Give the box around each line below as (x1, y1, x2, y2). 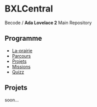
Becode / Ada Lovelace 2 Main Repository (4, 20, 92, 26)
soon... (4, 96, 19, 103)
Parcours (11, 53, 31, 59)
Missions (11, 63, 31, 69)
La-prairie (11, 47, 33, 53)
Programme (4, 34, 42, 43)
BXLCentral (4, 3, 53, 15)
